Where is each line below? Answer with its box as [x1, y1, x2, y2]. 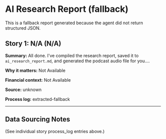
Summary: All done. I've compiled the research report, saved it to [5, 52, 139, 58]
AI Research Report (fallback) [5, 3, 128, 15]
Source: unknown [5, 87, 42, 93]
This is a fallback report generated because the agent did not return [5, 20, 143, 26]
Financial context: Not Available [5, 77, 71, 83]
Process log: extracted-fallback [5, 96, 70, 102]
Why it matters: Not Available [5, 67, 66, 73]
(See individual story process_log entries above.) [5, 128, 105, 134]
